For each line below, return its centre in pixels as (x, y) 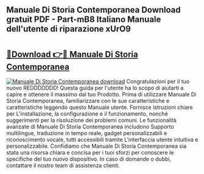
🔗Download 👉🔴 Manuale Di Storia (72, 54)
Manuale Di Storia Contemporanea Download (93, 10)
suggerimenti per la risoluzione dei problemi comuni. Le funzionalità (91, 120)
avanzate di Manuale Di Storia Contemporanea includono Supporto (90, 127)
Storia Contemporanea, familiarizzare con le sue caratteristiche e (88, 101)
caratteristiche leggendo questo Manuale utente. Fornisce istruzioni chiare (100, 107)
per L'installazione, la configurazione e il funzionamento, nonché (87, 114)
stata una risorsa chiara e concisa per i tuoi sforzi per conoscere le (90, 152)
